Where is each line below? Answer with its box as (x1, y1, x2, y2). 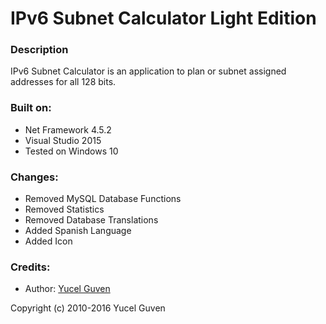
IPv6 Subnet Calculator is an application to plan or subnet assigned (10, 65, 287, 77)
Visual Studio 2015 (24, 134, 102, 146)
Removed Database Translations (24, 214, 159, 226)
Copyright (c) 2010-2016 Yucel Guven (10, 302, 166, 314)
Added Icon (24, 235, 73, 247)
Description (10, 43, 69, 57)
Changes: (10, 170, 59, 184)
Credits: (10, 260, 51, 274)
